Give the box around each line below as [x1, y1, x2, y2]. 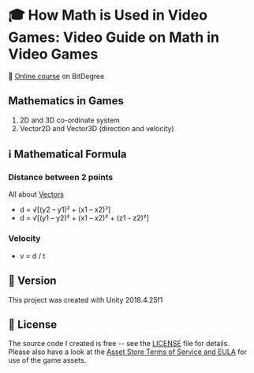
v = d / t [19, 251, 46, 261]
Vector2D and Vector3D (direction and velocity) [19, 123, 175, 133]
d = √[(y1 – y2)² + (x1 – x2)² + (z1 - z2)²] [19, 213, 150, 223]
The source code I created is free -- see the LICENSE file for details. [8, 339, 230, 349]
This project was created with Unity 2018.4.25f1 [8, 295, 163, 304]
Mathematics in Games [8, 94, 125, 107]
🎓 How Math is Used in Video [8, 6, 207, 24]
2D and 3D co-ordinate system [19, 115, 121, 125]
